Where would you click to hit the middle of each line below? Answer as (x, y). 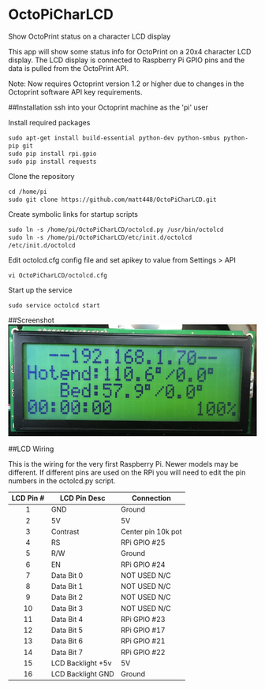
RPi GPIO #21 (143, 641)
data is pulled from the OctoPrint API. (69, 68)
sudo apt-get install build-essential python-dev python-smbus (114, 138)
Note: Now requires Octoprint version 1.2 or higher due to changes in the (126, 84)
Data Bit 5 (67, 630)
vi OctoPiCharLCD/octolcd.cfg (58, 275)
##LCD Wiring (31, 449)
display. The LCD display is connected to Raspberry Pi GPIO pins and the (127, 60)
